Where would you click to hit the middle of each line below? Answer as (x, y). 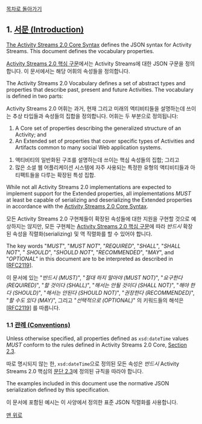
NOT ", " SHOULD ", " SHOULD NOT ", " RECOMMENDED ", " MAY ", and (90, 252)
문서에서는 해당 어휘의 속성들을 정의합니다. (80, 71)
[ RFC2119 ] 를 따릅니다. (33, 307)
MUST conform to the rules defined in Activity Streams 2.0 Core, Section (96, 345)
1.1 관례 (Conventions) (38, 325)
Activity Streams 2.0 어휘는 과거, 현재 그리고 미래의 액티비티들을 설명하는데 (96, 108)
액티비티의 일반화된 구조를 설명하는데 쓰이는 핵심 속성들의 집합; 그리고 (97, 159)
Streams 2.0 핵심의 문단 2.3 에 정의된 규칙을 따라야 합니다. (75, 371)
